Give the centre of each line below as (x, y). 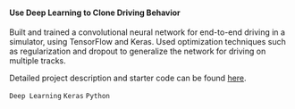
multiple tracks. (38, 61)
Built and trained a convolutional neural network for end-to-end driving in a (147, 32)
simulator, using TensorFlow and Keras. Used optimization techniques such (147, 42)
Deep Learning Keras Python (59, 96)
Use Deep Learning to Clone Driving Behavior (95, 13)
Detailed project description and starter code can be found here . (128, 78)
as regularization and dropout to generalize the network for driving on (138, 51)
